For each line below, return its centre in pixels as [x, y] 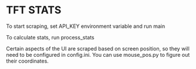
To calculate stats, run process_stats [50, 37]
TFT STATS [34, 10]
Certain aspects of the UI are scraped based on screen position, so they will [98, 48]
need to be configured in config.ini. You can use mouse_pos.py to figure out [98, 55]
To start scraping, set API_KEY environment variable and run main [86, 26]
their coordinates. [27, 61]
